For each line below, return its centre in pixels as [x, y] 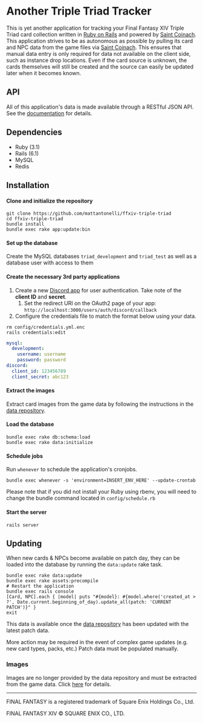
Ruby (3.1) [27, 147]
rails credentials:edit [36, 332]
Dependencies [34, 133]
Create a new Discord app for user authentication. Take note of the [98, 290]
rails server [23, 525]
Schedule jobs [25, 456]
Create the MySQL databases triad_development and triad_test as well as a [101, 257]
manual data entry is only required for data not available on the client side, [99, 53]
